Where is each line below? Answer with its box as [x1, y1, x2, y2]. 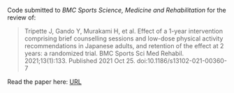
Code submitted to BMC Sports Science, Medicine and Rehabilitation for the [7, 6, 226, 14]
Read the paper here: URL [7, 78, 82, 86]
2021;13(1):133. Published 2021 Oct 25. [24, 57, 136, 65]
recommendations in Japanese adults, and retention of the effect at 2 [24, 42, 224, 50]
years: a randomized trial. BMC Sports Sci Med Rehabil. [24, 49, 184, 57]
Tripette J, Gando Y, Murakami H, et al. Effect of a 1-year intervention [24, 27, 224, 35]
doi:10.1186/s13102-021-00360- [136, 57, 227, 65]
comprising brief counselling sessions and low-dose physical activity [24, 34, 224, 43]
